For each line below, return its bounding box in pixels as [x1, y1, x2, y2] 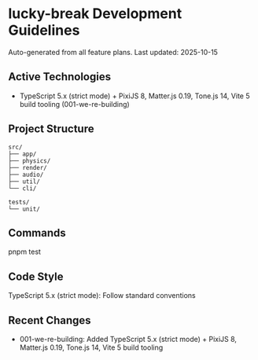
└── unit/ [8, 205, 41, 213]
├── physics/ [8, 156, 51, 165]
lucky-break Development [8, 5, 182, 23]
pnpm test [8, 247, 42, 256]
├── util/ [8, 178, 41, 186]
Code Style [8, 270, 64, 283]
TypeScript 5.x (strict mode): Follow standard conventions [8, 291, 196, 300]
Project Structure [8, 123, 94, 136]
